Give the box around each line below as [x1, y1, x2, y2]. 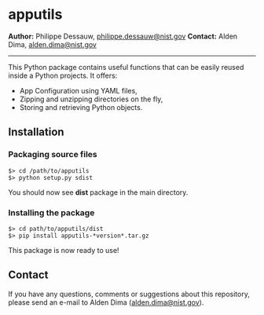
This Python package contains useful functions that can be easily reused [8, 62, 244, 71]
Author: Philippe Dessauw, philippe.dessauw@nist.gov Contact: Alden [8, 31, 238, 41]
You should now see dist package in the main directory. [8, 187, 189, 197]
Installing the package [8, 207, 95, 218]
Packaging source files [8, 149, 97, 160]
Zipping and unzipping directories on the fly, [19, 94, 163, 104]
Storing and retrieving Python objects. [19, 102, 143, 112]
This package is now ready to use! [8, 245, 119, 255]
